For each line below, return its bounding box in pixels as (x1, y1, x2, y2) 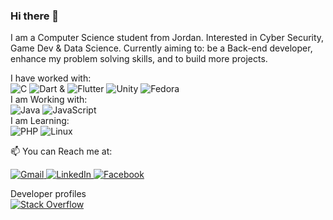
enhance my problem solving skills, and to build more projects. (10, 53, 268, 65)
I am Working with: (10, 94, 88, 106)
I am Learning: (10, 115, 70, 127)
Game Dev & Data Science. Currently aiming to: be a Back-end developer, (10, 42, 313, 54)
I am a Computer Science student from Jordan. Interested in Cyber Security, (10, 32, 325, 44)
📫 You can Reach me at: (10, 145, 113, 158)
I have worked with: (10, 72, 92, 84)
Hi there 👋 (10, 9, 60, 23)
